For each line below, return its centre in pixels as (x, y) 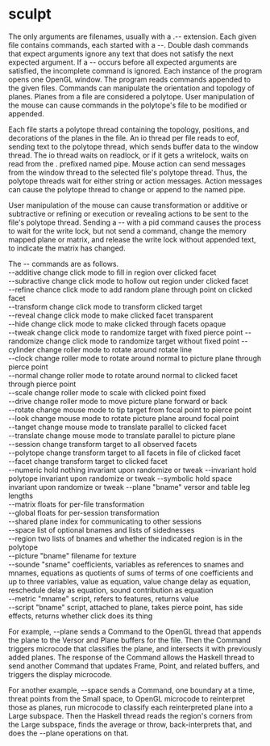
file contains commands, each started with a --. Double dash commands (129, 44)
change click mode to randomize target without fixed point (143, 341)
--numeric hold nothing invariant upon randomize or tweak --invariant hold (132, 470)
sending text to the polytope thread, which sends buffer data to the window (134, 146)
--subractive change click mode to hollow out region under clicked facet (129, 280)
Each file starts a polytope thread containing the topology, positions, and (129, 129)
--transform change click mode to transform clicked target (106, 306)
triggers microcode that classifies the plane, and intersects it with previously (135, 648)
